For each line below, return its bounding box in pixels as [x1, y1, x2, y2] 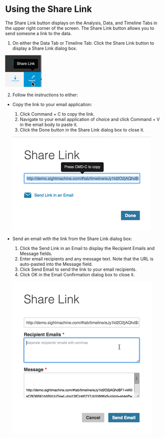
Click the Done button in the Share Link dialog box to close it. [19, 126, 145, 132]
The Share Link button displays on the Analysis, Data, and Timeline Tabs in [5, 20, 158, 26]
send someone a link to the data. [5, 30, 72, 36]
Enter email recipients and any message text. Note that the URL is [19, 255, 154, 261]
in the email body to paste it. [19, 122, 78, 127]
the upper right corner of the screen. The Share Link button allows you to [5, 25, 155, 31]
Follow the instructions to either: [12, 92, 78, 98]
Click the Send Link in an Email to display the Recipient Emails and [19, 245, 155, 251]
